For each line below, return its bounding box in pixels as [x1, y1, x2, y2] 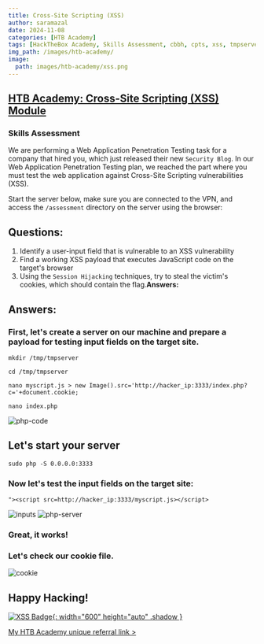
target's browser [19, 263, 74, 272]
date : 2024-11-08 [8, 26, 65, 34]
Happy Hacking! [8, 591, 89, 605]
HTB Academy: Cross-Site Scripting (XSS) [8, 92, 219, 105]
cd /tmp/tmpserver [8, 368, 68, 376]
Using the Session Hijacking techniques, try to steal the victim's [19, 272, 229, 281]
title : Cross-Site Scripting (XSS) [8, 11, 125, 20]
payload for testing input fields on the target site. [8, 336, 200, 347]
